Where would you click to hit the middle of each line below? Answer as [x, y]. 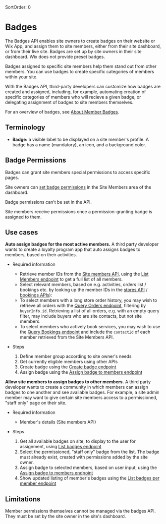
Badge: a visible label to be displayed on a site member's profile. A [81, 139]
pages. [12, 177]
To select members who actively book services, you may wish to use [90, 327]
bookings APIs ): [36, 295]
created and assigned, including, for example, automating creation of [76, 92]
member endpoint [38, 483]
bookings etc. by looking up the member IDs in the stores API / [83, 290]
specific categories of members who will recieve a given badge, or [73, 97]
